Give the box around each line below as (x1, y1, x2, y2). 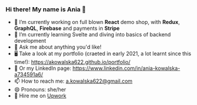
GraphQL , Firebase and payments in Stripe (14, 25, 120, 32)
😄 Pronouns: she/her (14, 86, 66, 93)
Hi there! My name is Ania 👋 (5, 5, 86, 13)
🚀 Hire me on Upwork (14, 92, 67, 99)
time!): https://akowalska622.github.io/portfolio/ (14, 59, 131, 66)
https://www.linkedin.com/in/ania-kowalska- (72, 65, 180, 72)
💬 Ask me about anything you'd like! (14, 43, 101, 50)
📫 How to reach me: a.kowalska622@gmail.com (14, 77, 133, 84)
